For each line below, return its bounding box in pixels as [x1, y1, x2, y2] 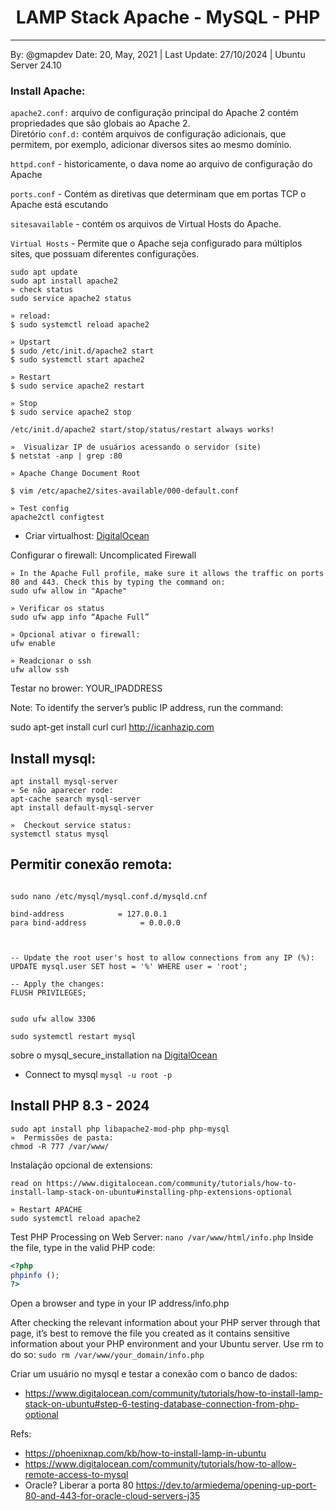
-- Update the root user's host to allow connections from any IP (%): [10, 952, 315, 963]
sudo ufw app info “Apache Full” [10, 612, 150, 623]
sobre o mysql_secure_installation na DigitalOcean [10, 1049, 218, 1061]
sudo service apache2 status [10, 294, 132, 304]
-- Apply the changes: [10, 979, 105, 989]
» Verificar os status [10, 604, 105, 614]
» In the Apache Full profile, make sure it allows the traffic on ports [10, 569, 325, 579]
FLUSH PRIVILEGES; [10, 987, 87, 998]
